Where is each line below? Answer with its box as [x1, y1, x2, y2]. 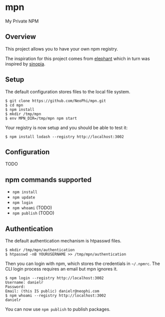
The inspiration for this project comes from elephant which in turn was [5, 55, 150, 61]
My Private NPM [5, 18, 39, 24]
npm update [12, 195, 35, 200]
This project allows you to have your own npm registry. [5, 45, 118, 51]
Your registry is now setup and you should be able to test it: [5, 124, 128, 130]
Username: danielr [5, 280, 43, 285]
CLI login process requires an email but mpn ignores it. [5, 266, 118, 271]
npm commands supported [5, 175, 91, 184]
